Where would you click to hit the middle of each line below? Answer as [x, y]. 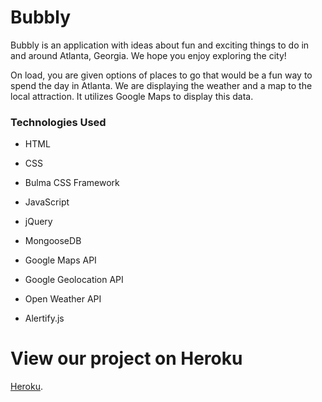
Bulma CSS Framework [72, 183]
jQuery [38, 222]
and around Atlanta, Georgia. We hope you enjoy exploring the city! [148, 55]
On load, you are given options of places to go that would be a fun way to [161, 75]
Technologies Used [58, 122]
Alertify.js [44, 318]
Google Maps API [60, 260]
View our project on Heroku [126, 358]
